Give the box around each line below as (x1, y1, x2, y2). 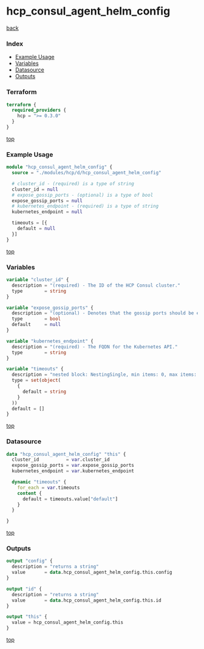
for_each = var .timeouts (17, 484, 80, 491)
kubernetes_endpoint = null (12, 209, 83, 215)
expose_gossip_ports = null (12, 197, 83, 204)
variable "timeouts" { (6, 366, 64, 372)
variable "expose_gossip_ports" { (6, 305, 94, 311)
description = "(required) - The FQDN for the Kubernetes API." (12, 344, 178, 350)
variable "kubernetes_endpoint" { (6, 338, 94, 344)
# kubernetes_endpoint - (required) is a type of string (12, 203, 159, 209)
